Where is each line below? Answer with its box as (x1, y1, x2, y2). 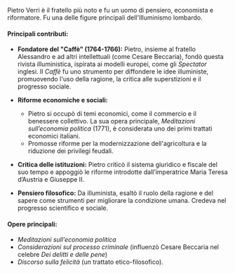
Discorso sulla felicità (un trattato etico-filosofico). (17, 258, 163, 266)
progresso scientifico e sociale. (17, 204, 109, 213)
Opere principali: (7, 220, 58, 228)
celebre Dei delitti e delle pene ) (17, 251, 108, 259)
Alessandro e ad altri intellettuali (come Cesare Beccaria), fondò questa (17, 53, 224, 61)
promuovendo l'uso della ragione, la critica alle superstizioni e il (17, 75, 201, 84)
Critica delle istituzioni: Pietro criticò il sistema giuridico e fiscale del (17, 161, 217, 169)
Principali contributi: (7, 29, 69, 38)
